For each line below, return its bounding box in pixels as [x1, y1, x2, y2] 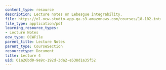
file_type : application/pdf [5, 21, 63, 26]
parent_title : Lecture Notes [5, 39, 65, 44]
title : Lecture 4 [5, 53, 41, 58]
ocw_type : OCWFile [5, 35, 43, 40]
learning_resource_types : [5, 26, 58, 31]
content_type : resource [5, 7, 54, 12]
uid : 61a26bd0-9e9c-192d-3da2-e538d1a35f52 [5, 58, 96, 63]
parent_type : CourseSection [5, 44, 63, 49]
